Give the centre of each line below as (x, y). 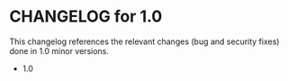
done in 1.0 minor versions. (59, 50)
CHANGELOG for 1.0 (86, 17)
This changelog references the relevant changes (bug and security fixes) (144, 41)
